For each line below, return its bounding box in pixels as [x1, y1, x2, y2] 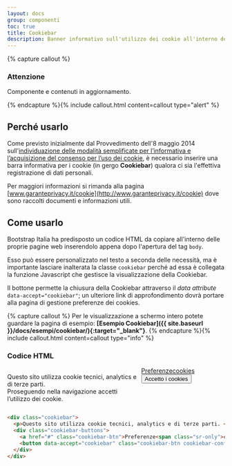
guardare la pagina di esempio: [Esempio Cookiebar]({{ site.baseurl [7, 319, 204, 328]
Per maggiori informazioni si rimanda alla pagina [7, 182, 145, 191]
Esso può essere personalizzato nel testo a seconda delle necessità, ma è [7, 256, 217, 264]
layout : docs [7, 10, 45, 17]
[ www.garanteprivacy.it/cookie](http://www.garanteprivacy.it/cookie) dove [7, 189, 220, 197]
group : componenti [7, 17, 60, 23]
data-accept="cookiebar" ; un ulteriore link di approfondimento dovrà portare [7, 291, 224, 300]
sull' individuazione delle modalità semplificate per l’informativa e [7, 146, 191, 155]
